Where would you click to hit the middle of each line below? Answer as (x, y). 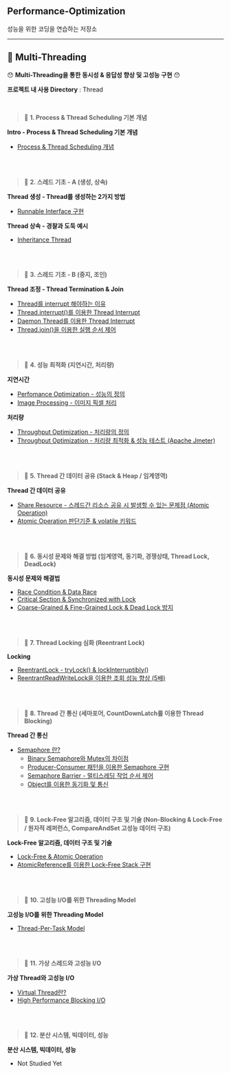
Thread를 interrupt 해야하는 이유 (62, 304)
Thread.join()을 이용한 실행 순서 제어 (67, 329)
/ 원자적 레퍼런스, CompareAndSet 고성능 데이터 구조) (97, 828)
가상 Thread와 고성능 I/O (41, 977)
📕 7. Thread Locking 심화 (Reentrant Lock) (84, 642)
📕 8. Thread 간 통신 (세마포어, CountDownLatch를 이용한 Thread (114, 713)
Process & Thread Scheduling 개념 (66, 147)
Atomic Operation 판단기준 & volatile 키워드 (77, 521)
